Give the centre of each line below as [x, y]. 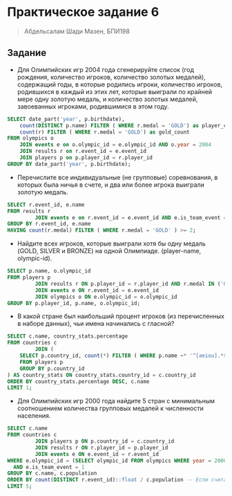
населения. [34, 416]
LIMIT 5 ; [20, 486]
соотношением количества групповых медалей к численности [110, 408]
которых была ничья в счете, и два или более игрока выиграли [111, 185]
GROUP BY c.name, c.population [52, 474]
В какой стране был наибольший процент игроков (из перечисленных [120, 316]
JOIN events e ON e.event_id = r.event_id [97, 454]
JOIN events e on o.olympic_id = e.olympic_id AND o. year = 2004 [116, 145]
